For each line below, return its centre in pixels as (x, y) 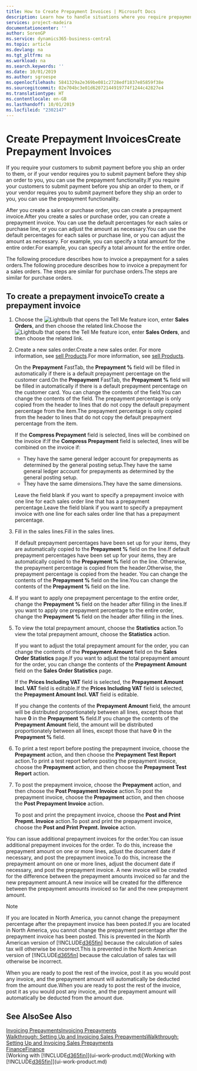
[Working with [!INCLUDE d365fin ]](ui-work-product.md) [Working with (91, 1055)
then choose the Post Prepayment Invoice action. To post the (89, 791)
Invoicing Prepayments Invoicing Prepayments (61, 1030)
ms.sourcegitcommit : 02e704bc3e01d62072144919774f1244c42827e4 (85, 88)
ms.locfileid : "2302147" (36, 110)
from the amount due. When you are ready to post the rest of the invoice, (94, 985)
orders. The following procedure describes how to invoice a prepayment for (97, 266)
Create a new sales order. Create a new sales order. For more (88, 350)
